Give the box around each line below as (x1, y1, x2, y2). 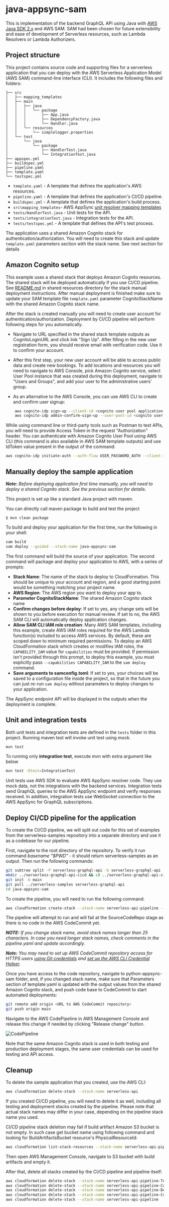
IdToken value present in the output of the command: (6, 443, 116, 450)
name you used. (6, 1114, 39, 1120)
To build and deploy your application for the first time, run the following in (6, 524, 157, 530)
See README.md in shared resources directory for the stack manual (6, 285, 147, 291)
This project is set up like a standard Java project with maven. (6, 496, 133, 502)
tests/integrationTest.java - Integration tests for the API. (13, 215, 134, 221)
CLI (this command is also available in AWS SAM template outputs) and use (6, 438, 161, 444)
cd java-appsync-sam (6, 886, 49, 892)
